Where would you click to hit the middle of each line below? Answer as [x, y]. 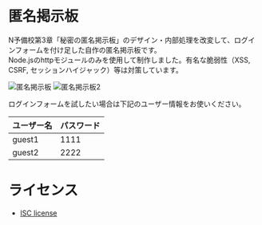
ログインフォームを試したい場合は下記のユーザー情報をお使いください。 [127, 104]
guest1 [26, 139]
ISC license [38, 213]
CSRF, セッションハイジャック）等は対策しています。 [96, 69]
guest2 [26, 152]
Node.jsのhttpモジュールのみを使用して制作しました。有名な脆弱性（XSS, [129, 60]
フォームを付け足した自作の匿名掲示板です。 [88, 49]
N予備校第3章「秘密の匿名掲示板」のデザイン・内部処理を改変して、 [121, 40]
